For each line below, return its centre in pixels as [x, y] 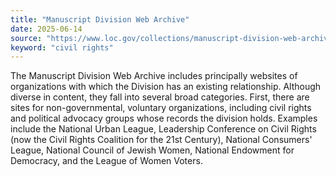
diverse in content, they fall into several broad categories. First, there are [160, 97]
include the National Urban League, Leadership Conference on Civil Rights [163, 129]
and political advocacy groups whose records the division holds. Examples [164, 118]
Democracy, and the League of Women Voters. [106, 161]
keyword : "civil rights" [62, 47]
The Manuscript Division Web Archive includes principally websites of [154, 76]
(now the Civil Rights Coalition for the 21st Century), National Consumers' [161, 140]
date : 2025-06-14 [46, 29]
